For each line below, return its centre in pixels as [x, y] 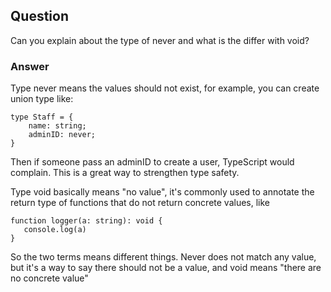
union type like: [42, 99]
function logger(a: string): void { [86, 221]
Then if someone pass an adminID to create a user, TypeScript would [152, 162]
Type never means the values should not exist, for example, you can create [165, 88]
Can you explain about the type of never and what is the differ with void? [160, 40]
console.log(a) [55, 230]
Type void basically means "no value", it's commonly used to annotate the [162, 192]
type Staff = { [42, 117]
